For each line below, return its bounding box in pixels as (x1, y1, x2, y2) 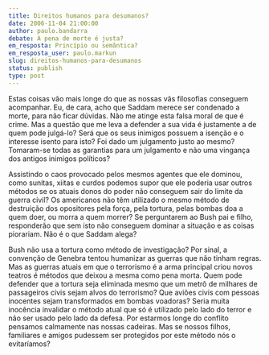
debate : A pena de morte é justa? (8, 34, 124, 43)
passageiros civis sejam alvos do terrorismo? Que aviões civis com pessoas (8, 287, 259, 297)
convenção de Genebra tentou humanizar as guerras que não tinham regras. (8, 253, 262, 262)
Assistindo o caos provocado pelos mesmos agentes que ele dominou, (8, 169, 243, 179)
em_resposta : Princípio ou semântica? (8, 42, 138, 50)
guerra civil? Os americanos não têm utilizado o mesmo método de (8, 195, 230, 204)
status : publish (8, 64, 63, 72)
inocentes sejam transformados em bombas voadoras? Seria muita (8, 295, 230, 306)
